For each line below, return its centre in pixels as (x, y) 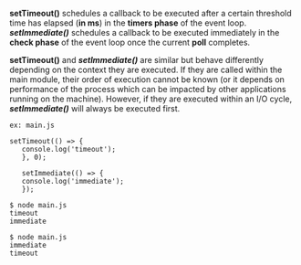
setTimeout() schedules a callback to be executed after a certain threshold (150, 13)
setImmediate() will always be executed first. (95, 108)
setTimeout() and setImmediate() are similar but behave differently (137, 60)
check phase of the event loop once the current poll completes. (130, 42)
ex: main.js (32, 125)
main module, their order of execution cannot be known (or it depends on (147, 79)
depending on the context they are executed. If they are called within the (146, 69)
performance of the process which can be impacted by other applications (148, 89)
